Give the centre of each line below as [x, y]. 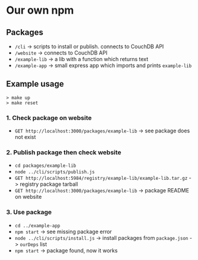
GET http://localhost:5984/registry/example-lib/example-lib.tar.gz [101, 179]
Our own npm [40, 10]
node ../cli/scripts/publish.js [55, 172]
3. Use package [29, 213]
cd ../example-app [37, 226]
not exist [25, 137]
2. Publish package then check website [64, 153]
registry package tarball [49, 184]
